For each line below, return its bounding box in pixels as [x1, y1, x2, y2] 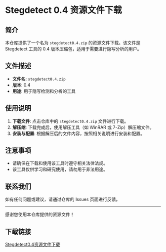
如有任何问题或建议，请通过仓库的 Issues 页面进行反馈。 [5, 196, 121, 203]
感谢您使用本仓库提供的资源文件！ [5, 211, 75, 217]
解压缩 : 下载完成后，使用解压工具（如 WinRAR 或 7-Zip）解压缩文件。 [12, 124, 154, 130]
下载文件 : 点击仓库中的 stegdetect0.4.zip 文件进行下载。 [12, 118, 129, 124]
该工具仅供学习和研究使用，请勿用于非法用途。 [12, 167, 108, 172]
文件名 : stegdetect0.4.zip [12, 76, 66, 82]
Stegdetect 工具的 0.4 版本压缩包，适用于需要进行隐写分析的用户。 [5, 46, 142, 52]
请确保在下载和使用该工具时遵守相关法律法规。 [12, 160, 108, 166]
